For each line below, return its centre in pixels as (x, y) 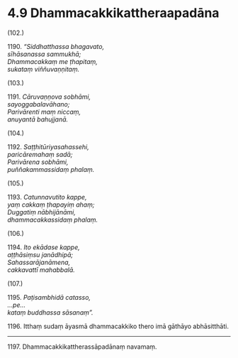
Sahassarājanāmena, (39, 262)
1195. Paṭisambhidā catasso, (49, 297)
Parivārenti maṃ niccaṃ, (44, 112)
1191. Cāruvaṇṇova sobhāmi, (49, 97)
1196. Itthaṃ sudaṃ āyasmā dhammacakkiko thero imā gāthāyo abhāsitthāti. (118, 326)
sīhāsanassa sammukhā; (44, 54)
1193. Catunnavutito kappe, (47, 197)
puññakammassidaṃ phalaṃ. (51, 169)
